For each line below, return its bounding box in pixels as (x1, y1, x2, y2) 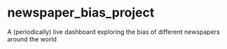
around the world (7, 35, 57, 43)
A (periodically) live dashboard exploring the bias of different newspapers (7, 28, 221, 36)
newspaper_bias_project (7, 5, 155, 21)
